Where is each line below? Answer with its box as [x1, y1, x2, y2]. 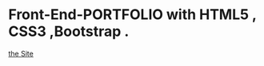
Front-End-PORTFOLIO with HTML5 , [8, 6, 257, 24]
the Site [8, 49, 34, 58]
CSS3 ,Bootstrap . [8, 22, 130, 41]
